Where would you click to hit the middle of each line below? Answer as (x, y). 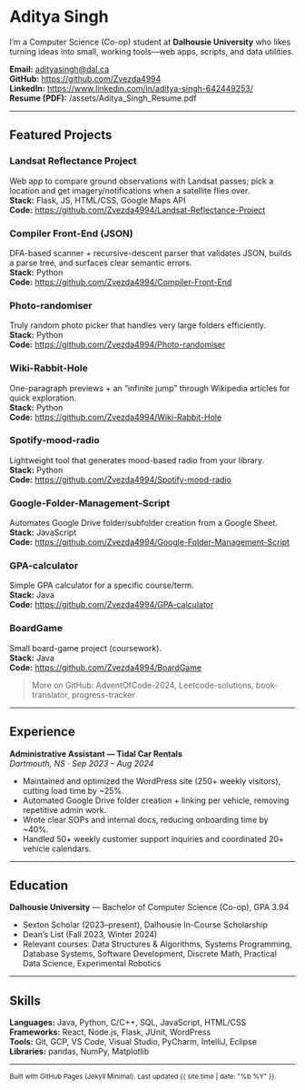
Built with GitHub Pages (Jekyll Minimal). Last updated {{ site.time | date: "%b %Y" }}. (143, 1077)
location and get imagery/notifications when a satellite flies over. (130, 190)
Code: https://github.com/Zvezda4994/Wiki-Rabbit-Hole (116, 417)
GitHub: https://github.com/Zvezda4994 (85, 78)
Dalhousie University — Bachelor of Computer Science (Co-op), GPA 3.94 (149, 907)
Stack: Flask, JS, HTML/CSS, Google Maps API (98, 200)
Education (39, 885)
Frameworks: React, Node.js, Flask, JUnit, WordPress (110, 1032)
